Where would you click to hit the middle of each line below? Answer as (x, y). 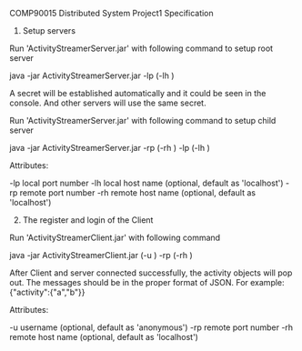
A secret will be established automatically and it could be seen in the (138, 93)
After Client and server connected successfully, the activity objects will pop (151, 273)
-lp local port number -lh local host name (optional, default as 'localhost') (146, 183)
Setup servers (49, 30)
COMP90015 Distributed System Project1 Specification (111, 13)
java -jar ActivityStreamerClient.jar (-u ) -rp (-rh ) (101, 255)
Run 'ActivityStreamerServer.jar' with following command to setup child (143, 120)
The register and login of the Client (88, 220)
